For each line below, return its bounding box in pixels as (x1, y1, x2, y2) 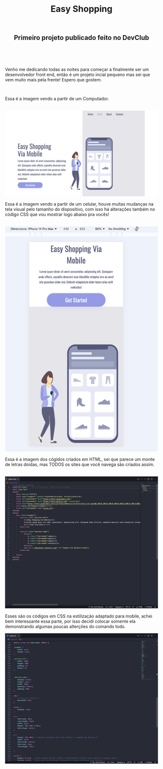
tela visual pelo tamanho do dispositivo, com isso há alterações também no (5, 206, 155, 212)
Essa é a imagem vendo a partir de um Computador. (5, 96, 109, 101)
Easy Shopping (50, 3, 113, 15)
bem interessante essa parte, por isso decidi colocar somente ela (5, 618, 136, 624)
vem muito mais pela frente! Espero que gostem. (5, 77, 102, 82)
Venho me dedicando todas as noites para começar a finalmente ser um (5, 66, 149, 72)
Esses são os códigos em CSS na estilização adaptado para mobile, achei (5, 613, 153, 619)
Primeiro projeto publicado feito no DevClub (14, 34, 149, 42)
